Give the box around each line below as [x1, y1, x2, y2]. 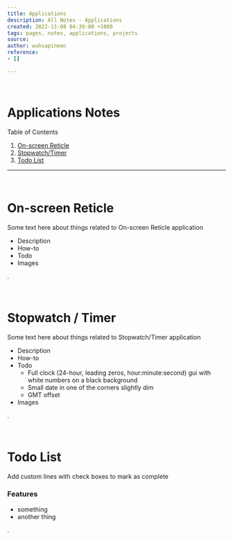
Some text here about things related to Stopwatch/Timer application [7, 332, 201, 341]
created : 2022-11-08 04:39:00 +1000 [7, 23, 113, 30]
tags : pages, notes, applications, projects [7, 29, 138, 37]
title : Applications [7, 10, 67, 17]
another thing [17, 512, 56, 521]
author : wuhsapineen [7, 42, 67, 49]
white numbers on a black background [27, 376, 138, 384]
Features [7, 489, 38, 499]
